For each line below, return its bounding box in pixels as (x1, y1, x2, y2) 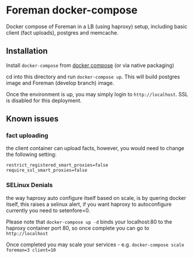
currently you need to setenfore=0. (6, 206, 91, 214)
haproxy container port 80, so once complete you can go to (6, 224, 150, 232)
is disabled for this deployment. (6, 97, 82, 104)
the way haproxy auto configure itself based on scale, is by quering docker (6, 194, 186, 201)
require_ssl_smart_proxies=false (6, 168, 88, 174)
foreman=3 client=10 (6, 247, 57, 253)
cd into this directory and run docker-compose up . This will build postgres (6, 73, 180, 80)
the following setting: (6, 151, 57, 158)
